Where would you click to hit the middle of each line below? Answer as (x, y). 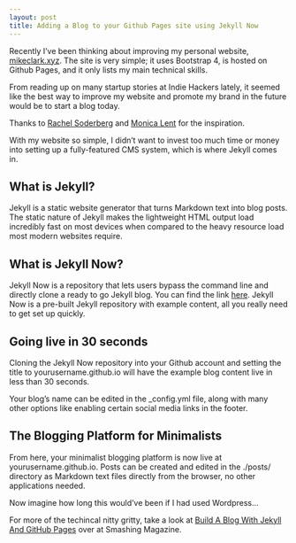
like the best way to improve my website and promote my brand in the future (148, 96)
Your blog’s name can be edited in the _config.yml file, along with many (139, 399)
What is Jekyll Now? (66, 264)
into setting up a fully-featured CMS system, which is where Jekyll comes (143, 149)
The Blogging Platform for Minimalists (116, 436)
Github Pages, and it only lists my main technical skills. (108, 70)
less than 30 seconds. (49, 381)
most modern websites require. (66, 237)
